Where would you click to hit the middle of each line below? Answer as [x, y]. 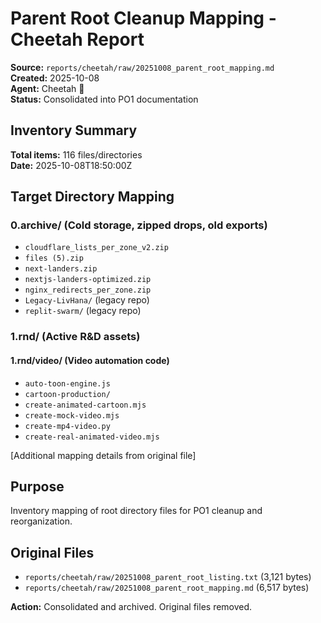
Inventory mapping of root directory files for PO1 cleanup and [136, 511]
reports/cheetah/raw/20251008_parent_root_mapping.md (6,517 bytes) [167, 588]
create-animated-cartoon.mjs [85, 405]
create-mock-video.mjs [72, 415]
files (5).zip [54, 258]
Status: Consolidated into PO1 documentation [104, 99]
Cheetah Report [77, 39]
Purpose [37, 486]
